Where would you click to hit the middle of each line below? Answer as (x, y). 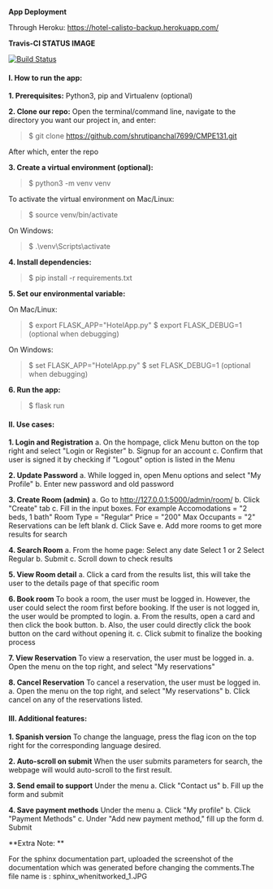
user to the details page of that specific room (84, 583)
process (22, 642)
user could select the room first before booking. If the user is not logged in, (134, 608)
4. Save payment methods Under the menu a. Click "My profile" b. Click (130, 810)
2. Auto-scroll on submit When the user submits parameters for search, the (135, 761)
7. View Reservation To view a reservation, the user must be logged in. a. (131, 658)
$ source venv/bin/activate (73, 215)
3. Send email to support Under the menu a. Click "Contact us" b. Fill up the (136, 786)
